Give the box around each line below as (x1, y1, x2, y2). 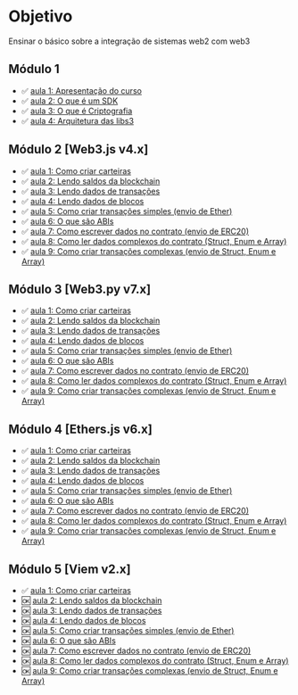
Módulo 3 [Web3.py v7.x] (8, 281, 152, 296)
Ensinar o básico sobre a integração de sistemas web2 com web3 (8, 36, 251, 46)
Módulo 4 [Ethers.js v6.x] (8, 421, 153, 436)
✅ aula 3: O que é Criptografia (21, 105, 133, 116)
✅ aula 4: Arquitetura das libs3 (21, 115, 135, 126)
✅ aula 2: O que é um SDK (21, 95, 119, 106)
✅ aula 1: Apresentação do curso (21, 85, 142, 95)
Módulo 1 (8, 62, 60, 77)
